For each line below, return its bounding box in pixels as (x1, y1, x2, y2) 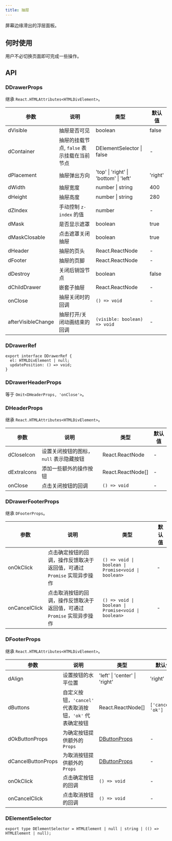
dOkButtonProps (8, 735, 48, 742)
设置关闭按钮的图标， (41, 448, 93, 455)
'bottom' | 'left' (95, 175, 132, 182)
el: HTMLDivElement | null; (10, 358, 70, 363)
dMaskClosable (8, 234, 46, 241)
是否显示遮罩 (58, 221, 90, 228)
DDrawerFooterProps (5, 498, 59, 505)
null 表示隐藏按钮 (41, 456, 84, 463)
